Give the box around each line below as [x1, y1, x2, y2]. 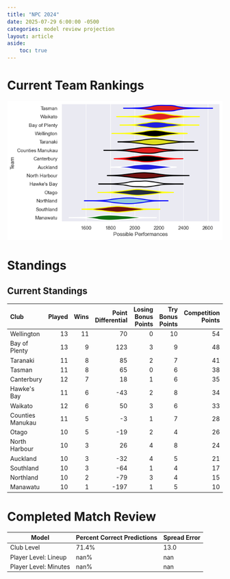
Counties [10, 411, 36, 419]
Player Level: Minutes [10, 563, 71, 571]
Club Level [10, 543, 40, 552]
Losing [133, 305, 154, 314]
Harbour [10, 445, 34, 453]
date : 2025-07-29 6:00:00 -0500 [7, 18, 99, 25]
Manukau [10, 418, 36, 427]
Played [47, 312, 68, 320]
